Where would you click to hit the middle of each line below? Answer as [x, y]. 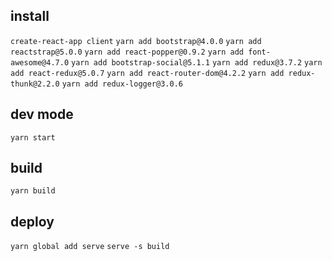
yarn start [33, 137]
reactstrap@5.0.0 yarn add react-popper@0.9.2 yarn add [127, 52]
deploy [32, 221]
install [30, 16]
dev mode [42, 114]
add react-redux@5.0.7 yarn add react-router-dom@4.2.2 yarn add [147, 73]
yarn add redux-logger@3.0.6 [122, 84]
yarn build [33, 191]
